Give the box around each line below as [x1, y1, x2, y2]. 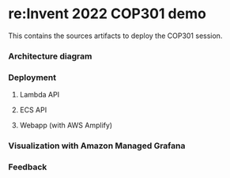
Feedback [8, 161, 47, 172]
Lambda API [19, 90, 60, 100]
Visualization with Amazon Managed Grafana [8, 140, 186, 151]
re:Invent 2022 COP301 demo [8, 5, 207, 23]
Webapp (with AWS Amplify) [19, 120, 113, 131]
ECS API [19, 105, 47, 115]
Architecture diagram [8, 51, 92, 62]
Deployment [8, 72, 57, 83]
